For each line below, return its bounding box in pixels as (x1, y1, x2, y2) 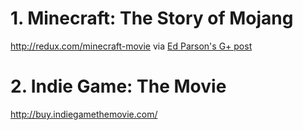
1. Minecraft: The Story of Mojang (10, 7, 294, 30)
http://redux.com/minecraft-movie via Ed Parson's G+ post (10, 40, 253, 52)
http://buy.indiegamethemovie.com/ (10, 108, 158, 120)
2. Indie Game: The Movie (10, 75, 227, 98)
